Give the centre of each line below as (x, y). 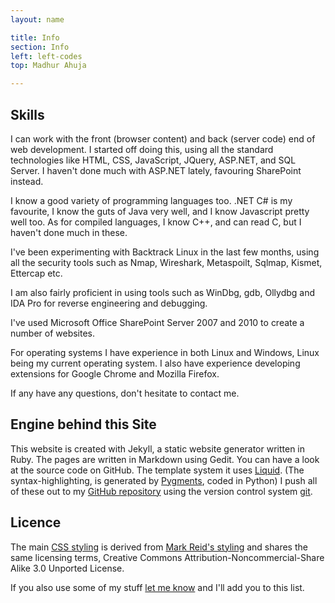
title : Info (35, 37)
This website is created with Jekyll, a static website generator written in (158, 448)
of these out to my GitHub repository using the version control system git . (161, 491)
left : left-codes (46, 56)
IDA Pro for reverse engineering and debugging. (109, 303)
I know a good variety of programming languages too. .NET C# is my (151, 200)
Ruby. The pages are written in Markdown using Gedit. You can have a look (165, 459)
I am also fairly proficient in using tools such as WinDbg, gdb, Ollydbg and (163, 292)
